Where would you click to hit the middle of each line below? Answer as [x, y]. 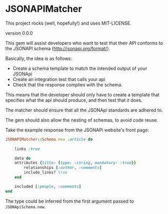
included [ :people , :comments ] [48, 186]
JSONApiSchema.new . [26, 206]
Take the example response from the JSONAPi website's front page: [77, 130]
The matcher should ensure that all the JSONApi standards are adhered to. [84, 110]
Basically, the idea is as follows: [39, 58]
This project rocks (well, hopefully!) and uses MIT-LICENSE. [68, 23]
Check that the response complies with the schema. [68, 85]
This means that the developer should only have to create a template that [82, 94]
